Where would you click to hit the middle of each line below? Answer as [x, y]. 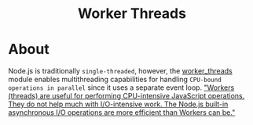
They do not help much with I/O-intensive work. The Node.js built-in [118, 104]
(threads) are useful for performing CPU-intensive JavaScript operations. [126, 96]
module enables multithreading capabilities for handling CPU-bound [115, 80]
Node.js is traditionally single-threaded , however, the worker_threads [121, 71]
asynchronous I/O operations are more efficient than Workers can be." [122, 112]
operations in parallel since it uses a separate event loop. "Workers [121, 87]
